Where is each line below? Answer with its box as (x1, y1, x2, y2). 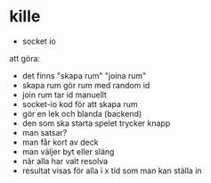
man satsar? (21, 127, 68, 137)
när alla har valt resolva (21, 155, 109, 166)
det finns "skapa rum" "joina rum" (21, 70, 147, 81)
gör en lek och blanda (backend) (21, 108, 142, 119)
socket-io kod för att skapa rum (21, 98, 138, 109)
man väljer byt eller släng (21, 146, 115, 157)
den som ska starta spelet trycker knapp (21, 118, 171, 129)
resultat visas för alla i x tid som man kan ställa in (21, 165, 202, 176)
